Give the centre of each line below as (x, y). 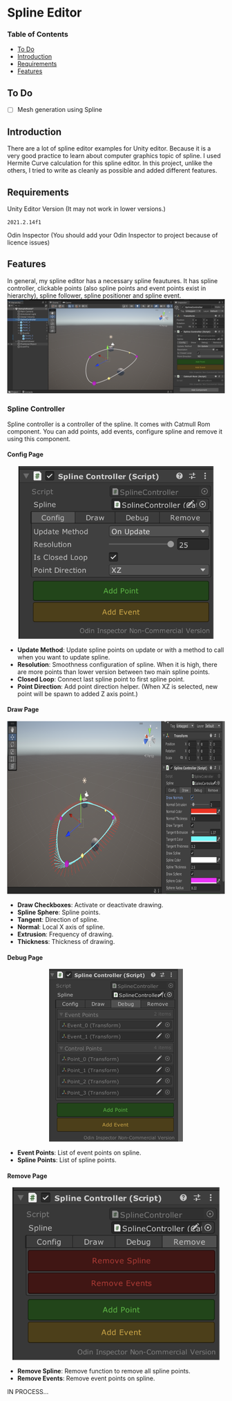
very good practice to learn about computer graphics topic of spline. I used (114, 156)
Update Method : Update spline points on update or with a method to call (120, 650)
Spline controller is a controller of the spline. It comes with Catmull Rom (109, 424)
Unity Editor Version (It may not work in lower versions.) (86, 209)
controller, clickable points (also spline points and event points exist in (107, 288)
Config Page (25, 454)
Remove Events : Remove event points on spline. (86, 1378)
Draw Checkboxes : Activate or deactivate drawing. (90, 905)
